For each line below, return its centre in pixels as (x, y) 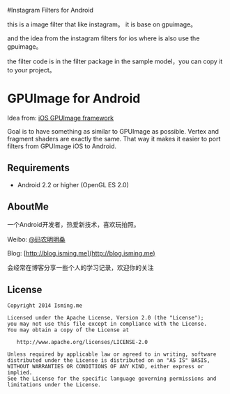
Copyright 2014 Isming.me (45, 306)
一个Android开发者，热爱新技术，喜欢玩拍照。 (74, 224)
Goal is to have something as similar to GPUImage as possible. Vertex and (113, 131)
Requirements (38, 168)
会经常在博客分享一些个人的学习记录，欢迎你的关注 (80, 267)
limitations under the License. (54, 385)
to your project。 (31, 70)
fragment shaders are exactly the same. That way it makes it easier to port (114, 139)
